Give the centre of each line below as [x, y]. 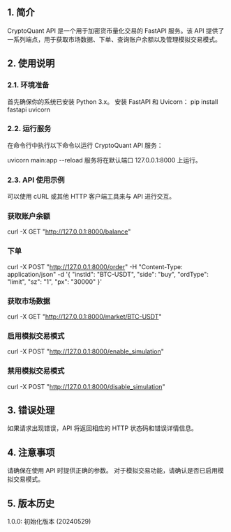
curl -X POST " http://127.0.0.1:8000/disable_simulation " [86, 386]
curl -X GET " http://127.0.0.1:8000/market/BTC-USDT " [84, 317]
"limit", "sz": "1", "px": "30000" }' [55, 282]
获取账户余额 [29, 216]
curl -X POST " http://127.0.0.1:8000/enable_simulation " [85, 351]
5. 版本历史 [31, 503]
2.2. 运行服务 [29, 129]
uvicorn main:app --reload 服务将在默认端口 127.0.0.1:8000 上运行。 [105, 160]
